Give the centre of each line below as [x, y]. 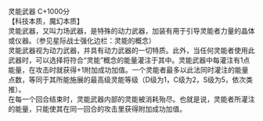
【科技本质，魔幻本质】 [46, 21]
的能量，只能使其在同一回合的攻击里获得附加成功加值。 [97, 109]
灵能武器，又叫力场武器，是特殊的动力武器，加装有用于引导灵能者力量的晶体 [131, 31]
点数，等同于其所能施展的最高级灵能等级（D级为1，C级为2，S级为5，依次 [127, 80]
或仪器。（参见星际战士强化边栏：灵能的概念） [82, 41]
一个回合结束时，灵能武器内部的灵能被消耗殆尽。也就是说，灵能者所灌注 [138, 99]
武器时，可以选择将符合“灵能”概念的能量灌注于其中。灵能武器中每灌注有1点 [129, 60]
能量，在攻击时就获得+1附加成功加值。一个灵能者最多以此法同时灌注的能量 [128, 70]
